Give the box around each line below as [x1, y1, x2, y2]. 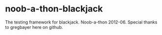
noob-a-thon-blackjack [5, 3, 103, 14]
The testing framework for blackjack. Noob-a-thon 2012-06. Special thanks [5, 19, 158, 25]
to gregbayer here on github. [5, 24, 63, 30]
